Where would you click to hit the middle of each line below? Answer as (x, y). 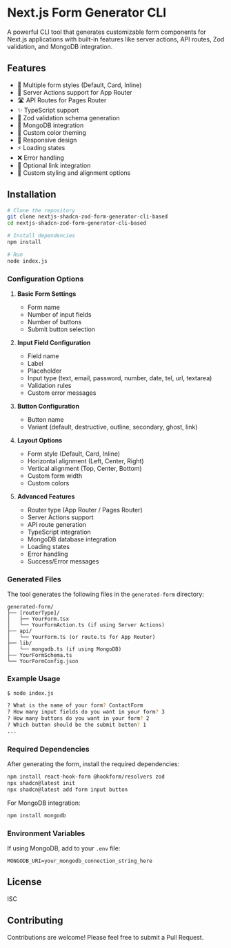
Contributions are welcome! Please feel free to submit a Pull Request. (106, 937)
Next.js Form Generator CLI (87, 13)
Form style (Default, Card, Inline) (74, 454)
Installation (32, 195)
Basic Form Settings (47, 294)
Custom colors (48, 483)
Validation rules (49, 385)
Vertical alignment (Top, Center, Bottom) (85, 468)
